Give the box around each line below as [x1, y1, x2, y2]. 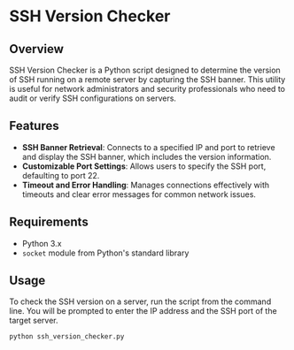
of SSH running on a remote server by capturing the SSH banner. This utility [9, 74, 286, 85]
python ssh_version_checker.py [9, 332, 125, 341]
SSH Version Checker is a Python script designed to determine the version [9, 65, 281, 75]
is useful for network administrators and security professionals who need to [9, 84, 286, 94]
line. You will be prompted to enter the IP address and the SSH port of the [9, 306, 277, 316]
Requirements [9, 215, 89, 230]
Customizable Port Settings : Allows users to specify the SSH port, [21, 161, 267, 171]
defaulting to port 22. [21, 170, 100, 180]
